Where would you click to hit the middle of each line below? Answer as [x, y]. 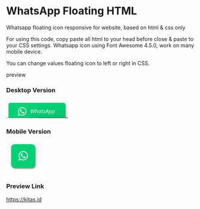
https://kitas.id [24, 199]
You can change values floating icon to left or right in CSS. [78, 63]
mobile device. [24, 51]
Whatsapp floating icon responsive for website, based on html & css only [96, 27]
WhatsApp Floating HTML [72, 11]
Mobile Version [29, 132]
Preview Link [25, 186]
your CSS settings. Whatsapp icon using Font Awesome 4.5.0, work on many [100, 45]
